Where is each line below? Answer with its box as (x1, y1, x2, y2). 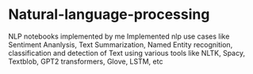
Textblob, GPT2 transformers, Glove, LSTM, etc (8, 57, 163, 66)
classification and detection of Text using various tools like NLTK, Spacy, (8, 48, 246, 57)
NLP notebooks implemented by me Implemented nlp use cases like (8, 31, 230, 41)
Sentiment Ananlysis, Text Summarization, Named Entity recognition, (8, 39, 233, 49)
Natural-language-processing (8, 6, 210, 24)
